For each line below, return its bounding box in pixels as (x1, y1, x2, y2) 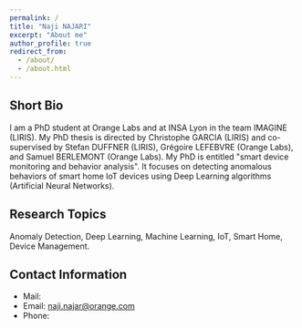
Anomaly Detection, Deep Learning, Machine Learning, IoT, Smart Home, (9, 231, 283, 241)
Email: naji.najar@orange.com (22, 301, 135, 312)
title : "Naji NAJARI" (9, 22, 92, 31)
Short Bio (9, 97, 64, 114)
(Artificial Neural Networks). (9, 179, 115, 191)
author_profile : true (9, 38, 92, 48)
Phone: (22, 311, 50, 322)
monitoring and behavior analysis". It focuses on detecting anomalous (9, 160, 272, 171)
